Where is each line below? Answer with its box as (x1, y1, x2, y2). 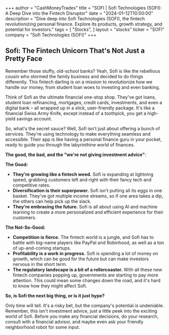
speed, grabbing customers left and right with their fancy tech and (12, 176, 152, 182)
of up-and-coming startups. (12, 245, 71, 251)
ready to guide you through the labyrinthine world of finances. (5, 141, 136, 147)
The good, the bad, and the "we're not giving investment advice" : (5, 151, 146, 158)
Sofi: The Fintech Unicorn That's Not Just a (5, 46, 145, 55)
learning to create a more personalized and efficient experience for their (12, 209, 164, 215)
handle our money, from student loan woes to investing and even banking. (5, 84, 160, 90)
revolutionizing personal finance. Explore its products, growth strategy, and (5, 21, 162, 27)
